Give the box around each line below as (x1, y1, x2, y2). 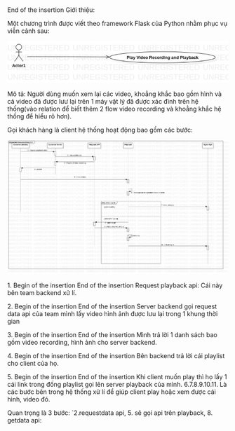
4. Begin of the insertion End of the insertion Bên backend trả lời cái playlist (7, 351, 225, 360)
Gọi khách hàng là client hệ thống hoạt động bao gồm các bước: (7, 125, 193, 134)
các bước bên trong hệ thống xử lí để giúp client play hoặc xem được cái (7, 388, 216, 396)
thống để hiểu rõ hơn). (7, 111, 72, 121)
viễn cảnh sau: (7, 27, 50, 35)
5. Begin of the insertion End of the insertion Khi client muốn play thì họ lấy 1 (7, 372, 227, 381)
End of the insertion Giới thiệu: (7, 6, 95, 14)
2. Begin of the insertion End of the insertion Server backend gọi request (7, 302, 217, 310)
